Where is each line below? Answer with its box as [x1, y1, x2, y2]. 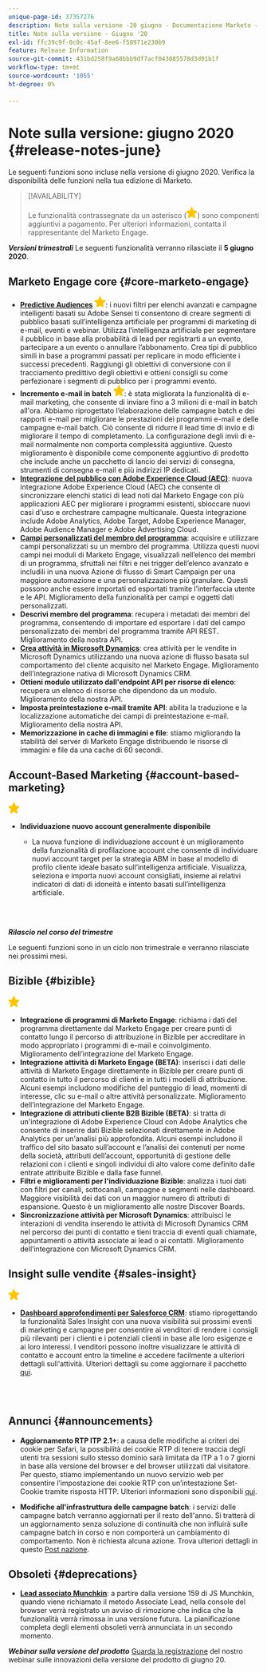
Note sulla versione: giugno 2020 [8, 124, 234, 142]
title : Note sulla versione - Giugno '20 [8, 30, 148, 38]
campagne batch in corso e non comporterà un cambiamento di [19, 1527, 230, 1537]
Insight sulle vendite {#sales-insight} [8, 1267, 198, 1281]
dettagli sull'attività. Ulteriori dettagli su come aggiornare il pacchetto [19, 1358, 247, 1369]
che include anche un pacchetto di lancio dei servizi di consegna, [19, 457, 235, 466]
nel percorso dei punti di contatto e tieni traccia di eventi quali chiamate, [19, 1226, 257, 1237]
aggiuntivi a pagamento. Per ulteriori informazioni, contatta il [27, 220, 227, 229]
